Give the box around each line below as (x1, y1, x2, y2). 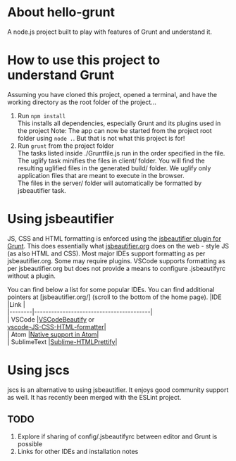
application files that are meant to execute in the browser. (17, 171, 185, 179)
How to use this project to (7, 52, 161, 68)
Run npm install (17, 111, 66, 120)
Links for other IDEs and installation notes (17, 447, 139, 455)
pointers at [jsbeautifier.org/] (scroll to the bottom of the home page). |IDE (7, 293, 222, 301)
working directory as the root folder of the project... (7, 98, 156, 106)
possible (17, 439, 43, 448)
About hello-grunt (7, 4, 115, 20)
